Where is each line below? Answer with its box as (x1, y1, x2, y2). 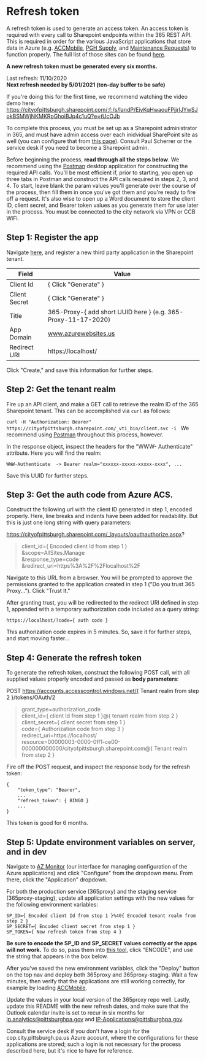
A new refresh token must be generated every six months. (6, 63, 158, 70)
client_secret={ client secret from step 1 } (21, 719, 126, 726)
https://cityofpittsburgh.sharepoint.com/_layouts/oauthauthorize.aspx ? (6, 531, 185, 538)
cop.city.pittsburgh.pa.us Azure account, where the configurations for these (6, 1034, 199, 1041)
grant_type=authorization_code (21, 706, 101, 713)
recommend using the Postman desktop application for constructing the (6, 162, 188, 169)
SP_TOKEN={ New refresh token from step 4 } (6, 929, 122, 935)
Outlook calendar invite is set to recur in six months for (6, 1009, 145, 1016)
